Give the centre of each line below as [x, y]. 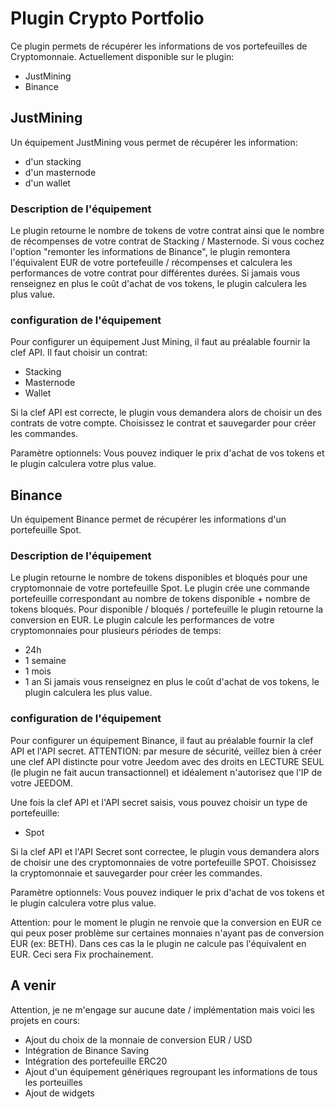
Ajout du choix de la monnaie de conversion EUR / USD [138, 1039]
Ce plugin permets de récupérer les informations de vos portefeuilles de [159, 46]
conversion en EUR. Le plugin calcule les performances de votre [142, 620]
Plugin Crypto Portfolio [107, 18]
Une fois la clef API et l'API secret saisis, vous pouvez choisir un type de [159, 802]
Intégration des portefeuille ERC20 [96, 1061]
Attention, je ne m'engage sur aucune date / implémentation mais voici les [162, 1009]
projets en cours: [45, 1020]
